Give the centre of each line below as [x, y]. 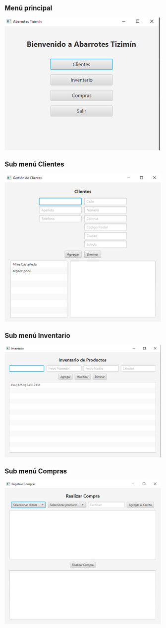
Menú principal [28, 8]
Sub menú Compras [36, 471]
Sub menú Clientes [35, 164]
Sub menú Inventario [37, 336]
